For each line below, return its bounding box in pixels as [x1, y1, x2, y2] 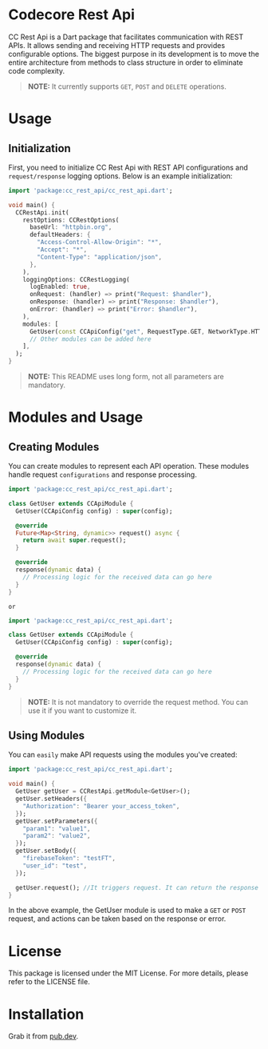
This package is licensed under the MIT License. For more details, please [8, 968, 249, 978]
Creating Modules [8, 440, 100, 454]
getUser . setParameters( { [15, 817, 98, 825]
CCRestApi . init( [15, 208, 69, 217]
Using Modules [8, 728, 85, 742]
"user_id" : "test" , [22, 862, 88, 870]
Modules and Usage [8, 408, 144, 426]
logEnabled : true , [29, 282, 91, 291]
